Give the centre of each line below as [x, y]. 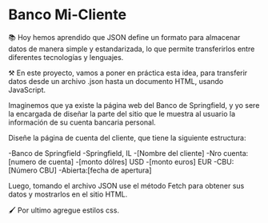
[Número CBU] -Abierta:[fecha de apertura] [80, 170]
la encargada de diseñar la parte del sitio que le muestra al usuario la [122, 113]
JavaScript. [27, 90]
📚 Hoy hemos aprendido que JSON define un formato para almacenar [124, 37]
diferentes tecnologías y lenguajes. [66, 57]
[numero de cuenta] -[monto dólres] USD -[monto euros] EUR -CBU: [121, 161]
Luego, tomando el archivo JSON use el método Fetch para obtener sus [126, 185]
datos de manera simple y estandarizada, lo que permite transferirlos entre [132, 49]
